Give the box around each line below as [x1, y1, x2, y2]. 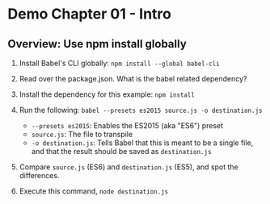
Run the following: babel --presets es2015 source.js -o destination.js [19, 106, 263, 114]
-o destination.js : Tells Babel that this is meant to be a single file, [31, 138, 254, 148]
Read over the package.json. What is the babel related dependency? [19, 74, 247, 83]
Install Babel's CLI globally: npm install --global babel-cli [19, 58, 220, 68]
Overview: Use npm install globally [7, 37, 187, 51]
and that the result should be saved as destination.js [31, 147, 212, 156]
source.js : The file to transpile [31, 130, 133, 139]
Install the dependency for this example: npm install [19, 90, 196, 99]
